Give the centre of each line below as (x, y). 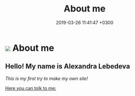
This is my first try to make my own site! (47, 78)
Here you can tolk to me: (31, 88)
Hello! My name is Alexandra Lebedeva (67, 66)
